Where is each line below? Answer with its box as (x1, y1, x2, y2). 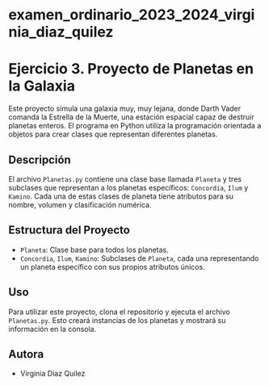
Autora (8, 347, 44, 361)
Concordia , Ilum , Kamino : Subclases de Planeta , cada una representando (19, 253, 259, 263)
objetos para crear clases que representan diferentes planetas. (8, 129, 218, 139)
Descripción (8, 153, 71, 166)
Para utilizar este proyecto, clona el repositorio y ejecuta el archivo (8, 307, 230, 317)
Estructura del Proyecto (8, 224, 131, 237)
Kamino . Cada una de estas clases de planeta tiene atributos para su (8, 191, 234, 201)
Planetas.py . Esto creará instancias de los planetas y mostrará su (8, 315, 226, 325)
